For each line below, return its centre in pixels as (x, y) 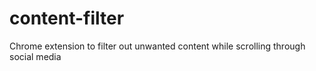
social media (35, 56)
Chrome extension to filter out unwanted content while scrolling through (157, 46)
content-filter (67, 18)
